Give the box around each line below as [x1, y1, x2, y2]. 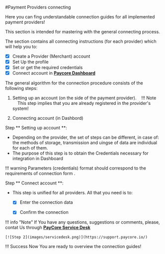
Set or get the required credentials [12, 65, 83, 71]
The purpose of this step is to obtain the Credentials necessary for [12, 150, 149, 156]
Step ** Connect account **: [5, 180, 64, 186]
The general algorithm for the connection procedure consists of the [5, 80, 143, 86]
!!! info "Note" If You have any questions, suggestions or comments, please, [5, 219, 160, 225]
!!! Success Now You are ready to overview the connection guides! [5, 244, 142, 250]
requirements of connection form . [5, 170, 76, 176]
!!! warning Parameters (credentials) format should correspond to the [5, 165, 147, 171]
